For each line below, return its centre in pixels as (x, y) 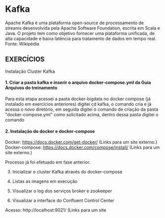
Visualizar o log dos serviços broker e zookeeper (62, 191)
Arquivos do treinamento (31, 88)
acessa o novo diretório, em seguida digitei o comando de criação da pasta (82, 109)
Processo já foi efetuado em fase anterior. (48, 162)
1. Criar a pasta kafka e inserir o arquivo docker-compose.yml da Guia (78, 83)
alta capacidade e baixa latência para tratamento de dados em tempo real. (81, 39)
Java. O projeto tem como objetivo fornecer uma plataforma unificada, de (80, 33)
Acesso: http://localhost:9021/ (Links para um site (56, 210)
